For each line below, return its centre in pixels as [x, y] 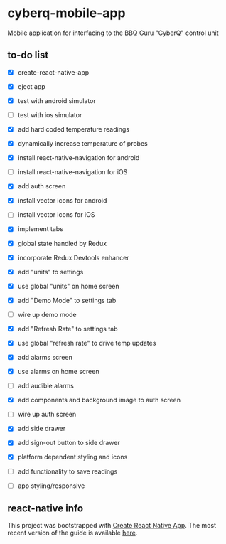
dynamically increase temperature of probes [82, 144]
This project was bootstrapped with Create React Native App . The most [112, 526]
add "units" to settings [50, 272]
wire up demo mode [47, 314]
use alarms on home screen [58, 372]
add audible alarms [46, 386]
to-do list [28, 55]
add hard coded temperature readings [74, 129]
